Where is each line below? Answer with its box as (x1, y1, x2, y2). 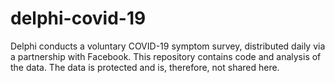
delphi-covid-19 (10, 7, 147, 30)
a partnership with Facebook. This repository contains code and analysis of (10, 50, 322, 62)
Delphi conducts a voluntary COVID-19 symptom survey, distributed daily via (10, 40, 326, 52)
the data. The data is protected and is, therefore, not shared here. (10, 61, 280, 73)
